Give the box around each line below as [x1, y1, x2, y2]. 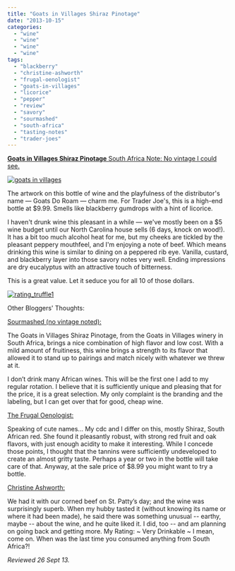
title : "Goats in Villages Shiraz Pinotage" [7, 10, 140, 18]
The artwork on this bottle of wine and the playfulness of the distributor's [7, 189, 220, 198]
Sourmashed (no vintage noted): [7, 318, 102, 326]
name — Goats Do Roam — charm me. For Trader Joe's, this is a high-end [7, 197, 223, 205]
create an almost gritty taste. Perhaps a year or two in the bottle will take [7, 455, 219, 463]
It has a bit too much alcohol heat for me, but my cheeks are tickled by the [7, 233, 224, 241]
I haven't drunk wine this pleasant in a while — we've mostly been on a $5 [7, 218, 223, 227]
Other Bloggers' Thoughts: [7, 304, 85, 313]
